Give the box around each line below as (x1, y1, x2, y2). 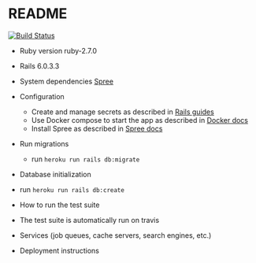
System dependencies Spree (19, 76, 114, 86)
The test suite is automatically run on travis (19, 215, 160, 224)
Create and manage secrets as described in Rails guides (31, 107, 214, 117)
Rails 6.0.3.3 (19, 61, 60, 71)
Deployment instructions (19, 246, 100, 255)
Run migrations (19, 139, 69, 148)
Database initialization (19, 169, 92, 179)
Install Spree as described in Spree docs (31, 124, 163, 133)
